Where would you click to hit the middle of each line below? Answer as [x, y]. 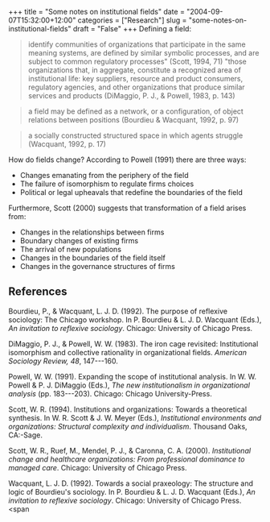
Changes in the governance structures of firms [97, 266]
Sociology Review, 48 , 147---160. [63, 361]
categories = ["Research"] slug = [132, 20]
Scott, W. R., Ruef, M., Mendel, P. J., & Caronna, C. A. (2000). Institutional [130, 450]
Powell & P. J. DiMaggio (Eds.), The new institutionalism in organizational [129, 385]
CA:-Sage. [25, 435]
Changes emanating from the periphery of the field [104, 175]
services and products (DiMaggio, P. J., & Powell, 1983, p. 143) [131, 95]
